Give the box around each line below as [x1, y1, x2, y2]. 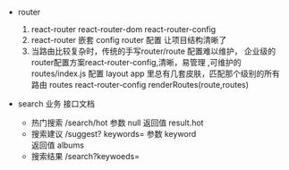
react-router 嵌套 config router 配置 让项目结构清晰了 [30, 35, 227, 45]
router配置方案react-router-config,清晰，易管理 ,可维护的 [30, 57, 242, 67]
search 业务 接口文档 [17, 98, 96, 109]
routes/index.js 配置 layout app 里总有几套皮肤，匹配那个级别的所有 [30, 68, 280, 79]
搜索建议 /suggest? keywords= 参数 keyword [30, 129, 197, 139]
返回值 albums [30, 140, 85, 150]
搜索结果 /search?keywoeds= [30, 151, 140, 161]
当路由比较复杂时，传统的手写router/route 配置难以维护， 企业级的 [30, 46, 276, 56]
